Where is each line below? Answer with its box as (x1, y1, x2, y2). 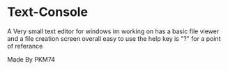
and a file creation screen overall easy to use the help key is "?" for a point (7, 34, 221, 42)
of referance (7, 42, 43, 50)
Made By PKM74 (7, 55, 56, 63)
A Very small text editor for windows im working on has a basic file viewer (7, 27, 220, 35)
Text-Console (7, 4, 89, 20)
